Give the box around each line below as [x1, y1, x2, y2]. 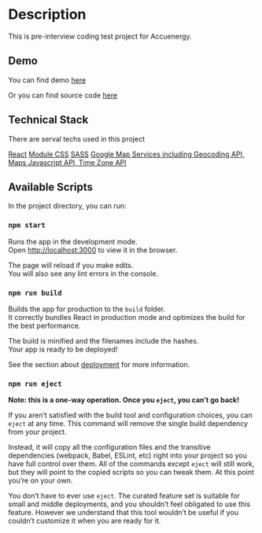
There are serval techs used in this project [8, 134, 146, 143]
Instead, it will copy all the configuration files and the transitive [8, 443, 211, 452]
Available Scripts [8, 180, 93, 193]
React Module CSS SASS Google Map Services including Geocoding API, [8, 149, 245, 159]
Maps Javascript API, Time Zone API [8, 157, 127, 167]
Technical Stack [8, 113, 89, 127]
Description [8, 6, 87, 24]
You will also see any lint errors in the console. [8, 269, 159, 278]
